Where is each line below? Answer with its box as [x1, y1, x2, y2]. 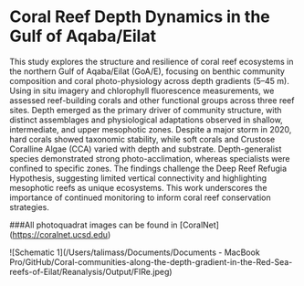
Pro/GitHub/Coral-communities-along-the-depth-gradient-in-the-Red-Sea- [9, 256, 293, 267]
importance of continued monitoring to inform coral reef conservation [9, 192, 271, 203]
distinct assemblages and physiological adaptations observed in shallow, [9, 114, 283, 125]
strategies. [9, 201, 50, 212]
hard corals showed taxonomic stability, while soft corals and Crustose [9, 133, 276, 144]
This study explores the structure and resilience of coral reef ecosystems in [9, 56, 294, 67]
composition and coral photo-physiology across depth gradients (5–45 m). [9, 75, 289, 86]
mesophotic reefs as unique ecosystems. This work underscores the [9, 182, 267, 193]
